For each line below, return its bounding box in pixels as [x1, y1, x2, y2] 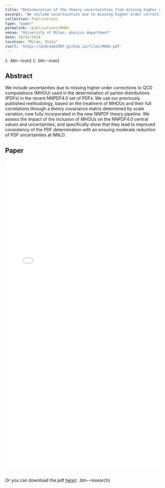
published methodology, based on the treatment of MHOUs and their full [5, 101, 152, 107]
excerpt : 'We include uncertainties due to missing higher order [5, 12, 141, 17]
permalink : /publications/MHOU [5, 26, 69, 31]
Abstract [5, 72, 33, 80]
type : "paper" [5, 21, 34, 26]
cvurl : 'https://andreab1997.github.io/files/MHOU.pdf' [5, 44, 122, 49]
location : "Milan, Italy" [5, 39, 58, 44]
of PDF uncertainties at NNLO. [5, 132, 66, 138]
